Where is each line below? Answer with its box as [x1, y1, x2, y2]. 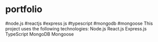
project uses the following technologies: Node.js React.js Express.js [5, 25, 147, 31]
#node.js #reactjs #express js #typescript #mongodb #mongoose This [5, 20, 153, 26]
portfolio [5, 4, 43, 15]
